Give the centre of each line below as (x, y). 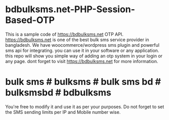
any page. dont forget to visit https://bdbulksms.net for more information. (82, 61)
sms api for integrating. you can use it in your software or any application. (82, 50)
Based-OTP (30, 20)
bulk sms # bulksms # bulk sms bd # (83, 82)
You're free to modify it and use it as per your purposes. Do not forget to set (85, 107)
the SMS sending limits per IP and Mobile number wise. (63, 112)
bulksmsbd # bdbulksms (58, 93)
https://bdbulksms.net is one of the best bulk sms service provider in (77, 40)
